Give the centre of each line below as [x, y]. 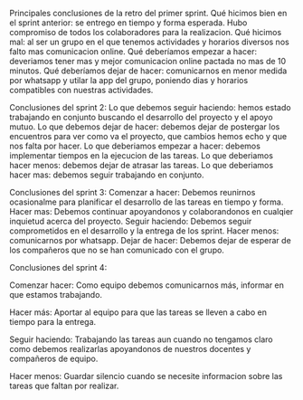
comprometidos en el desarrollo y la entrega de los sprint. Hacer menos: [144, 231]
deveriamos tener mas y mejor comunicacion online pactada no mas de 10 [148, 61]
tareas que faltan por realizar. [64, 386]
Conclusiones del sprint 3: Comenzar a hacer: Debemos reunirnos [133, 192]
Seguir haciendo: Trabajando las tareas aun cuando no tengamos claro [141, 339]
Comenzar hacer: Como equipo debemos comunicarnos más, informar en [147, 285]
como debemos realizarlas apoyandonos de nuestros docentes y [130, 349]
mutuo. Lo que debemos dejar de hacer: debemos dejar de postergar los [145, 127]
